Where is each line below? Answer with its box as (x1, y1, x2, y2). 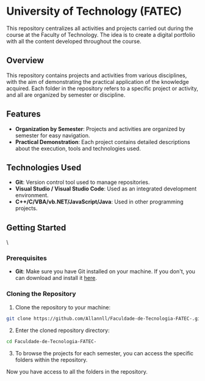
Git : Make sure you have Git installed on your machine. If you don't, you (15, 268, 195, 275)
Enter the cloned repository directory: (15, 326, 110, 334)
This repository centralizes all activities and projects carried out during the (6, 25, 193, 32)
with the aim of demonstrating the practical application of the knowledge (6, 78, 189, 85)
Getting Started (6, 222, 67, 233)
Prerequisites (6, 254, 47, 263)
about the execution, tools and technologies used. (15, 145, 142, 152)
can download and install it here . (15, 274, 98, 282)
